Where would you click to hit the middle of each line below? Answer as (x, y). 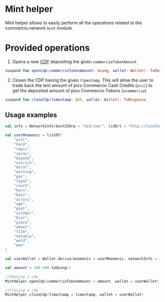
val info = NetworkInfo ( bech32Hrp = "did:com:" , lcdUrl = (66, 126)
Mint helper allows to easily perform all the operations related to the (74, 23)
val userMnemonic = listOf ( (34, 135)
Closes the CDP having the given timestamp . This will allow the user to (83, 80)
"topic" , (23, 149)
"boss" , (22, 195)
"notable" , (25, 236)
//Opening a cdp (22, 277)
